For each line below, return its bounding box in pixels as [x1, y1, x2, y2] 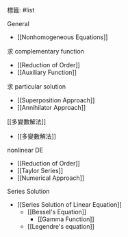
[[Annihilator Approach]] [16, 104, 86, 111]
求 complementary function [7, 47, 84, 55]
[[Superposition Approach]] [16, 96, 95, 104]
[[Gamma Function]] [37, 215, 94, 223]
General [7, 20, 29, 27]
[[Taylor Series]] [16, 167, 64, 174]
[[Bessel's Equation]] [27, 208, 87, 216]
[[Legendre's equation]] [27, 223, 94, 230]
